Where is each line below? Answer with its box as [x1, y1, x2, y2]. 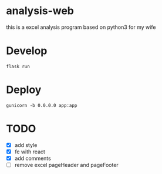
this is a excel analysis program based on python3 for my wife [6, 24, 156, 31]
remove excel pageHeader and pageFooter [14, 161, 119, 168]
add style [14, 141, 38, 148]
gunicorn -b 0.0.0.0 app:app [6, 102, 77, 108]
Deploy [6, 83, 42, 96]
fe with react [14, 148, 46, 155]
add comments [14, 155, 51, 162]
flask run [6, 63, 31, 69]
